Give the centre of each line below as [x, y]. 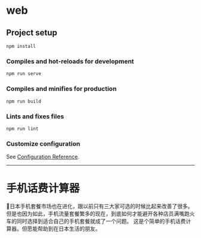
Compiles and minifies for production [61, 89]
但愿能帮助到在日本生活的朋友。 [61, 229]
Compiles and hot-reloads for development [70, 61]
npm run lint [22, 129]
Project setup [32, 33]
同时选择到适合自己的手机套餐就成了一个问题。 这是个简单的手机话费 [101, 221]
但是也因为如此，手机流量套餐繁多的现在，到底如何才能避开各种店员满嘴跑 [98, 214]
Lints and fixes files [35, 116]
